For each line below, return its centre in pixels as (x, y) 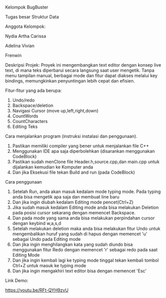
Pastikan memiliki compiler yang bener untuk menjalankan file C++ (81, 146)
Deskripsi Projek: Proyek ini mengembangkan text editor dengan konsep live (83, 65)
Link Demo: (17, 280)
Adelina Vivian (20, 46)
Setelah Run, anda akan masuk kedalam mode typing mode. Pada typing (86, 192)
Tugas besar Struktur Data (32, 17)
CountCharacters (30, 121)
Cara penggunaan (24, 182)
